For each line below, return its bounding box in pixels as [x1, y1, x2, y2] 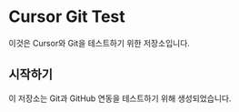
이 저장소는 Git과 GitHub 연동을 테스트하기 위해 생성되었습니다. [8, 93, 232, 104]
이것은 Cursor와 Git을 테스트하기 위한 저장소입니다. [8, 37, 190, 48]
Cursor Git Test [8, 6, 126, 27]
